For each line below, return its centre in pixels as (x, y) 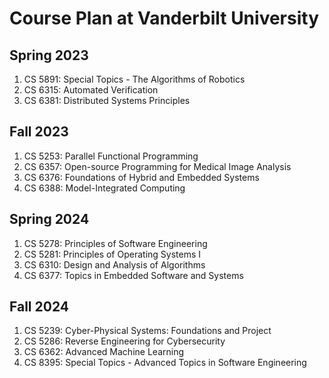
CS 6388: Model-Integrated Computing (104, 188)
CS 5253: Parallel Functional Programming (111, 156)
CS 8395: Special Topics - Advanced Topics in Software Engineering (165, 363)
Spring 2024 (49, 219)
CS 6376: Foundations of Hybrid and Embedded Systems (141, 177)
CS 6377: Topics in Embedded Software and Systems (133, 275)
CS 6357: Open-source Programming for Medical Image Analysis (157, 166)
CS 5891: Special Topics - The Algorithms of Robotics (134, 79)
